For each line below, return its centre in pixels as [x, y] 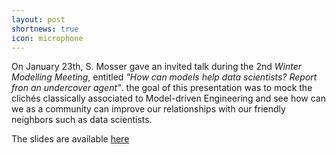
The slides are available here [70, 139]
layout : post [38, 19]
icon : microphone [47, 38]
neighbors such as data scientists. [82, 120]
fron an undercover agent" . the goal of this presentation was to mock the [162, 88]
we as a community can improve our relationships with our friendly [148, 109]
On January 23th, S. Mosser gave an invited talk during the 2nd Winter [156, 67]
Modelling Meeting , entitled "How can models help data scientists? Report [164, 77]
